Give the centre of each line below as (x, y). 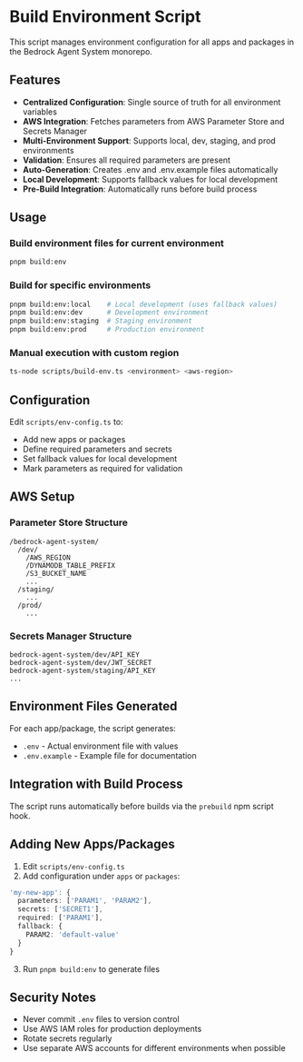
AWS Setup (42, 497)
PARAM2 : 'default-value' (73, 934)
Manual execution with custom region (94, 353)
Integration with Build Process (96, 784)
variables (39, 112)
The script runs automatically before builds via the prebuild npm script (142, 806)
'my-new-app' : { (40, 892)
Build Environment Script (105, 17)
